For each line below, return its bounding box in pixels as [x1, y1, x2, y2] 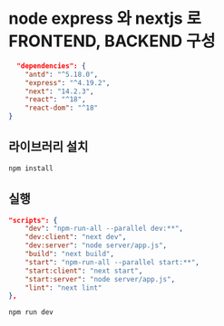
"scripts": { [8, 216, 58, 225]
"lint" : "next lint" [24, 283, 102, 292]
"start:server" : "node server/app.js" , [24, 274, 176, 283]
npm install [8, 164, 54, 173]
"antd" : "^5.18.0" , [24, 70, 99, 79]
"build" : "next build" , [24, 250, 115, 259]
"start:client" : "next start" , [24, 266, 143, 275]
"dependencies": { [16, 61, 87, 71]
